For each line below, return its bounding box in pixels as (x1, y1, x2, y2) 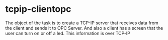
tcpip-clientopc (5, 3, 71, 15)
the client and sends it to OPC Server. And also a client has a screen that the (5, 25, 163, 31)
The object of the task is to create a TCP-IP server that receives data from (5, 20, 158, 26)
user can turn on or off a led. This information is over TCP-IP (5, 30, 131, 36)
